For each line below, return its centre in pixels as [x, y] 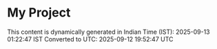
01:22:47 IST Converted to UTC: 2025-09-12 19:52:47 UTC [90, 39]
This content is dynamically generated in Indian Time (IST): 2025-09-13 [108, 32]
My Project [39, 13]
